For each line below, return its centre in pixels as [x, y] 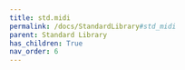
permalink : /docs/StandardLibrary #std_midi [93, 26]
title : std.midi [40, 18]
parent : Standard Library [58, 35]
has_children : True [46, 43]
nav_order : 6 [34, 52]
